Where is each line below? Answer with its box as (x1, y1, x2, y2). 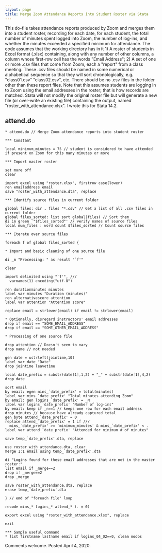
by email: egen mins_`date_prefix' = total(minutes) (5, 389, 114, 394)
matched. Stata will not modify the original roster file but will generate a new (5, 92, 158, 98)
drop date (5, 377, 25, 382)
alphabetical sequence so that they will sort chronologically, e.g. (5, 72, 133, 77)
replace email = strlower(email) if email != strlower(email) (5, 309, 133, 313)
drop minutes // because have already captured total (5, 411, 116, 416)
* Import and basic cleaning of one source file (5, 249, 105, 254)
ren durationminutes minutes (5, 287, 64, 292)
